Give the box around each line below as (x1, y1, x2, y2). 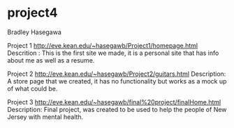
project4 (7, 5, 58, 21)
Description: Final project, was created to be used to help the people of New (7, 105, 227, 113)
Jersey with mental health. (7, 113, 84, 121)
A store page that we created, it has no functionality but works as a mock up (7, 77, 227, 85)
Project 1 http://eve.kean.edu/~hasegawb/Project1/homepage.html (7, 41, 198, 49)
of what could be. (7, 84, 58, 93)
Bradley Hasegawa (7, 28, 61, 36)
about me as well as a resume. (7, 56, 95, 64)
